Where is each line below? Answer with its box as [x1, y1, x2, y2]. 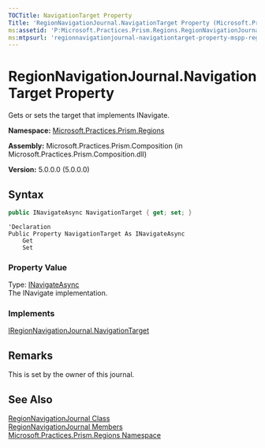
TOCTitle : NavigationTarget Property [8, 11, 132, 20]
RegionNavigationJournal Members [8, 422, 124, 431]
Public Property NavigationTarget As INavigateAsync [8, 230, 185, 238]
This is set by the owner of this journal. [8, 370, 135, 379]
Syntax [8, 187, 44, 201]
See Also [8, 393, 53, 406]
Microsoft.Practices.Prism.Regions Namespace [8, 431, 162, 440]
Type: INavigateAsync [8, 280, 80, 289]
